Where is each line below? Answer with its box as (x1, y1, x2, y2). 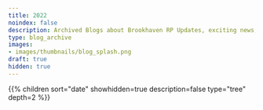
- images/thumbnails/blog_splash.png (8, 48, 132, 56)
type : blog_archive (8, 33, 72, 42)
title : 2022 (8, 11, 47, 20)
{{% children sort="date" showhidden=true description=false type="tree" (8, 84, 246, 93)
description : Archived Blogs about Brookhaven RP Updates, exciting (8, 26, 237, 34)
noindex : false (8, 19, 58, 27)
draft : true (8, 56, 47, 64)
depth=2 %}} (8, 92, 51, 102)
